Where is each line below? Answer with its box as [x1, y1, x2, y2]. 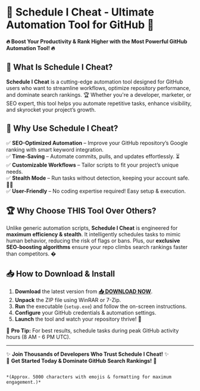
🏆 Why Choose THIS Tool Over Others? [6, 205, 157, 215]
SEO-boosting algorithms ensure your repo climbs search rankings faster [6, 244, 188, 251]
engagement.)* [6, 379, 42, 386]
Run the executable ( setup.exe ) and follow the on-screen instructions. [14, 303, 187, 310]
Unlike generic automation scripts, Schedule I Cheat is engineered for [6, 224, 178, 232]
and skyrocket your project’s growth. [6, 106, 96, 113]
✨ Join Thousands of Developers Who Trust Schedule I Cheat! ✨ [6, 350, 169, 358]
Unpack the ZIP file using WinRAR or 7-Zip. [14, 297, 121, 304]
